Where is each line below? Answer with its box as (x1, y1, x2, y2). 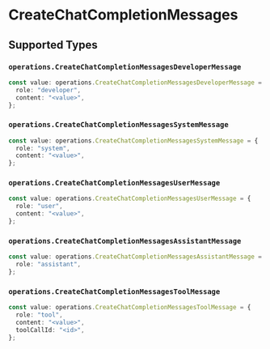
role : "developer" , (15, 86, 82, 94)
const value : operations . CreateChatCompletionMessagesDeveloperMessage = (8, 79, 263, 87)
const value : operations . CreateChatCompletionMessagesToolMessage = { (8, 304, 251, 312)
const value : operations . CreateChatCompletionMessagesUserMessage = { (8, 194, 251, 203)
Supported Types (8, 38, 99, 52)
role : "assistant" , (15, 261, 82, 269)
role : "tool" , (15, 311, 63, 319)
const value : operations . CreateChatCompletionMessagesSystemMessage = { (8, 136, 259, 145)
